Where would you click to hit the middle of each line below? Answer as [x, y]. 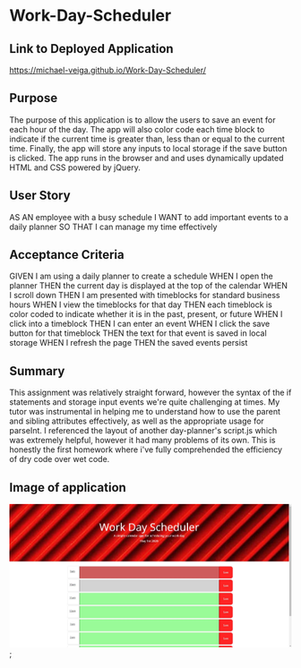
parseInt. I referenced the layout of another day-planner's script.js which [143, 431]
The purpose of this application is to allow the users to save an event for [142, 120]
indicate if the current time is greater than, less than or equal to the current [147, 139]
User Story [40, 196]
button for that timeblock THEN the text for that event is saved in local [138, 333]
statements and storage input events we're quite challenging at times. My [145, 402]
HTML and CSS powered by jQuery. [75, 167]
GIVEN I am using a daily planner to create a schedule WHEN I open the [141, 276]
